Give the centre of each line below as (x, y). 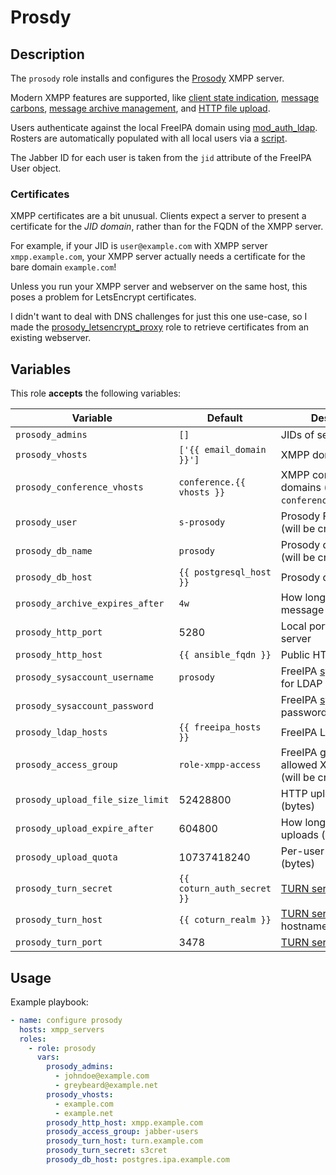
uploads (299, 835)
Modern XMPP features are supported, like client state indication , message (165, 97)
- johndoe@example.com (102, 1076)
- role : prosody (62, 1048)
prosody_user (46, 522)
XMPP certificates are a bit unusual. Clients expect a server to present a (158, 216)
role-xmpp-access (220, 765)
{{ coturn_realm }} (225, 920)
